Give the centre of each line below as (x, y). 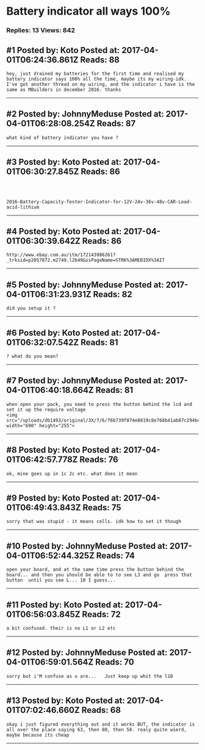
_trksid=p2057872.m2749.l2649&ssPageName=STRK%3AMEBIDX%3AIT (86, 261)
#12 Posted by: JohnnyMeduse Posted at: (87, 653)
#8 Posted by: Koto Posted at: (64, 450)
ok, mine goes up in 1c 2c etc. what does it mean (72, 474)
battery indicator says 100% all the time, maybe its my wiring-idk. (97, 79)
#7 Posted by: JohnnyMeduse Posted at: (85, 380)
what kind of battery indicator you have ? (63, 138)
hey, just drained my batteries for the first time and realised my (95, 74)
